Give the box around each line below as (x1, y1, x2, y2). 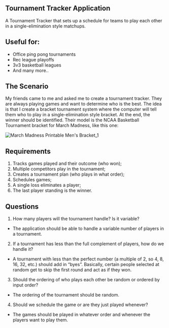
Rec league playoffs (12, 56, 54, 62)
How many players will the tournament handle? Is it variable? (12, 216, 140, 222)
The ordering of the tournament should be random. (12, 292, 119, 298)
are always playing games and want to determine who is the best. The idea (5, 101, 162, 107)
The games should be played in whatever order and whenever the (12, 312, 151, 318)
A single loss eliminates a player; (12, 182, 81, 188)
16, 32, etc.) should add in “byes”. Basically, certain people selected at (12, 261, 160, 268)
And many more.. (12, 67, 49, 73)
